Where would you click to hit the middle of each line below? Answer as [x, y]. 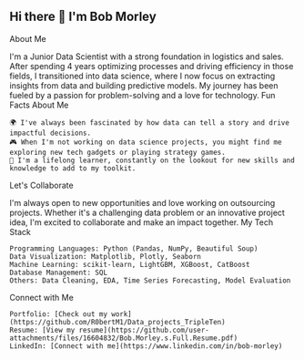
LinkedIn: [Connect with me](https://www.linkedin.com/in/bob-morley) [146, 346]
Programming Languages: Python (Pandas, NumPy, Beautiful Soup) [134, 248]
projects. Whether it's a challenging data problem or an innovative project [147, 212]
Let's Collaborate [42, 185]
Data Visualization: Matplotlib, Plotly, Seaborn [106, 256]
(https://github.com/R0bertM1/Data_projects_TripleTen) [117, 322]
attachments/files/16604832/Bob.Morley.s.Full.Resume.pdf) [124, 338]
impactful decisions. [51, 133]
